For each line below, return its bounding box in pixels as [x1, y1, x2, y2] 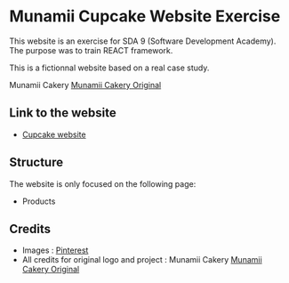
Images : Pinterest [21, 245, 89, 255]
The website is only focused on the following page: [9, 178, 197, 189]
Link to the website [9, 105, 117, 121]
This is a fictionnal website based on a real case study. [9, 62, 210, 73]
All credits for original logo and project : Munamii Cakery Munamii [21, 255, 262, 265]
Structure [9, 155, 64, 170]
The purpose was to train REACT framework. [9, 44, 173, 55]
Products [21, 196, 56, 206]
